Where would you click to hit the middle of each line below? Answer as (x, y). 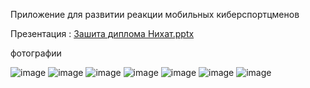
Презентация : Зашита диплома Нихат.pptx (102, 33)
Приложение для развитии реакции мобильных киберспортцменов (155, 14)
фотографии (36, 53)
